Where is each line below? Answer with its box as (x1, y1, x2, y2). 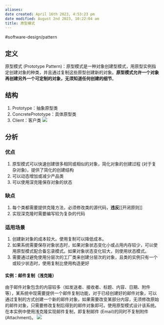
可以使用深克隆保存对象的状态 (12, 179, 72, 185)
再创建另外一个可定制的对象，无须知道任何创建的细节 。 (5, 76, 116, 81)
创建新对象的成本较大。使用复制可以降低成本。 (12, 236, 106, 242)
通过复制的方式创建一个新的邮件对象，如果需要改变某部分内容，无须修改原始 (5, 296, 159, 303)
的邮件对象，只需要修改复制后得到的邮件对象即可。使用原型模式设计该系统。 (5, 303, 159, 308)
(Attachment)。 (5, 315, 36, 321)
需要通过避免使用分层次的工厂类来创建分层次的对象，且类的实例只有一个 (12, 254, 158, 260)
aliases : (5, 7, 23, 12)
